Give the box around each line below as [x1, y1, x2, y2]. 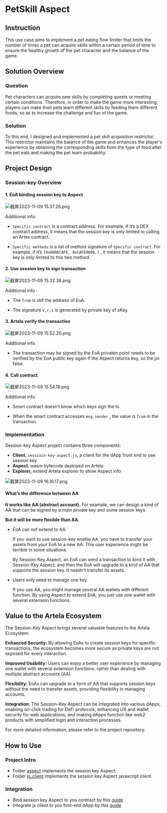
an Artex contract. [12, 234, 50, 240]
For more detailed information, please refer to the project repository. [5, 727, 146, 733]
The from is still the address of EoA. [12, 297, 86, 303]
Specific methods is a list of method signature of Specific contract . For [12, 243, 161, 249]
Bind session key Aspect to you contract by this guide [12, 797, 123, 803]
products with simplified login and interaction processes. [5, 717, 122, 723]
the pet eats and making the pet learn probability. [5, 149, 106, 155]
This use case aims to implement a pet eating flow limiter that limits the [5, 37, 151, 43]
